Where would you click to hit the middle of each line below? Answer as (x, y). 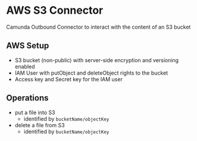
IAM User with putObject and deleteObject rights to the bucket (91, 73)
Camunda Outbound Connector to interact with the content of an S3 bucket (98, 27)
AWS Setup (28, 46)
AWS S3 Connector (55, 10)
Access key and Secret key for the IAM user (69, 79)
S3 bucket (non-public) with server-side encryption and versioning (97, 60)
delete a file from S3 (40, 125)
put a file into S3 (35, 112)
